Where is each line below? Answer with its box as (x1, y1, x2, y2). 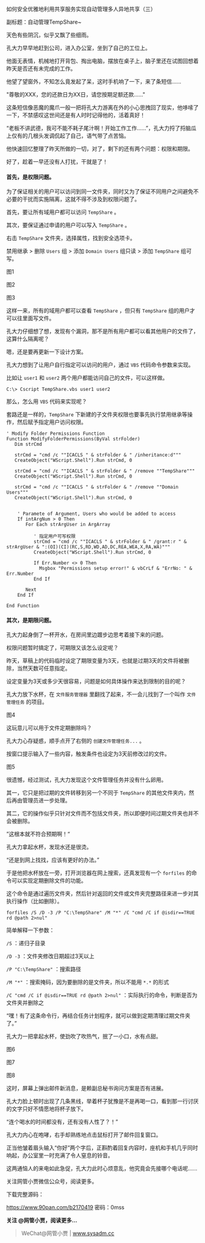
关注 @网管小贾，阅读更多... (6, 1217, 77, 1224)
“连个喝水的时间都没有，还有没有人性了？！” (6, 1118, 118, 1126)
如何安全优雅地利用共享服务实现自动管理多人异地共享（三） (6, 5, 156, 12)
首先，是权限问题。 (6, 173, 55, 180)
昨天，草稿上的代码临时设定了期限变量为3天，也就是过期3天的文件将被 (6, 657, 184, 665)
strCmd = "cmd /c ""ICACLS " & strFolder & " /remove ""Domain (14, 484, 179, 490)
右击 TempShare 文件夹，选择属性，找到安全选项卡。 (6, 235, 136, 242)
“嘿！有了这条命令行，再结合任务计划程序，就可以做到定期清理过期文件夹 (6, 1012, 191, 1019)
